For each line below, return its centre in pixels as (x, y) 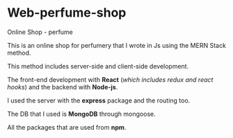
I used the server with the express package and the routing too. (99, 100)
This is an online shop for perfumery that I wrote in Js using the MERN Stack (116, 45)
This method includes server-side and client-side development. (98, 66)
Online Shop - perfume (40, 32)
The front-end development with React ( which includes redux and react (110, 79)
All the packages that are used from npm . (67, 127)
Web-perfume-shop (67, 13)
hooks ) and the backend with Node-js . (63, 87)
